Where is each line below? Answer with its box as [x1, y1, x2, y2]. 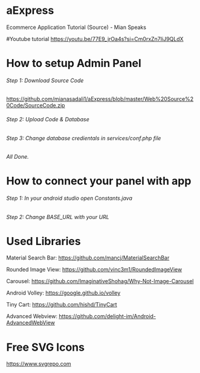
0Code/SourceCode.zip [6, 102, 65, 109]
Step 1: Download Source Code [6, 77, 84, 84]
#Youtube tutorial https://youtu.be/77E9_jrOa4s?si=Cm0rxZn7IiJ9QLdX [6, 35, 184, 42]
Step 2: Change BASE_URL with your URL [6, 213, 110, 220]
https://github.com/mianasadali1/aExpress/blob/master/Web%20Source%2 [6, 95, 194, 103]
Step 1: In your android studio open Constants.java [6, 194, 133, 202]
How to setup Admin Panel [6, 57, 142, 70]
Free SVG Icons [6, 340, 85, 354]
